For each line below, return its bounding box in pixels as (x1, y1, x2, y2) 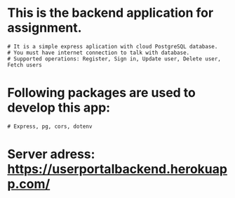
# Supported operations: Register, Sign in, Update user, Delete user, (7, 55, 221, 62)
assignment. (7, 20, 82, 36)
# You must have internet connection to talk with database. (7, 49, 190, 56)
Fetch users (7, 61, 42, 68)
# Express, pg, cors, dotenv (7, 123, 93, 130)
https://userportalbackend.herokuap (7, 161, 228, 177)
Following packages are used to (7, 85, 196, 101)
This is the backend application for (7, 5, 214, 21)
